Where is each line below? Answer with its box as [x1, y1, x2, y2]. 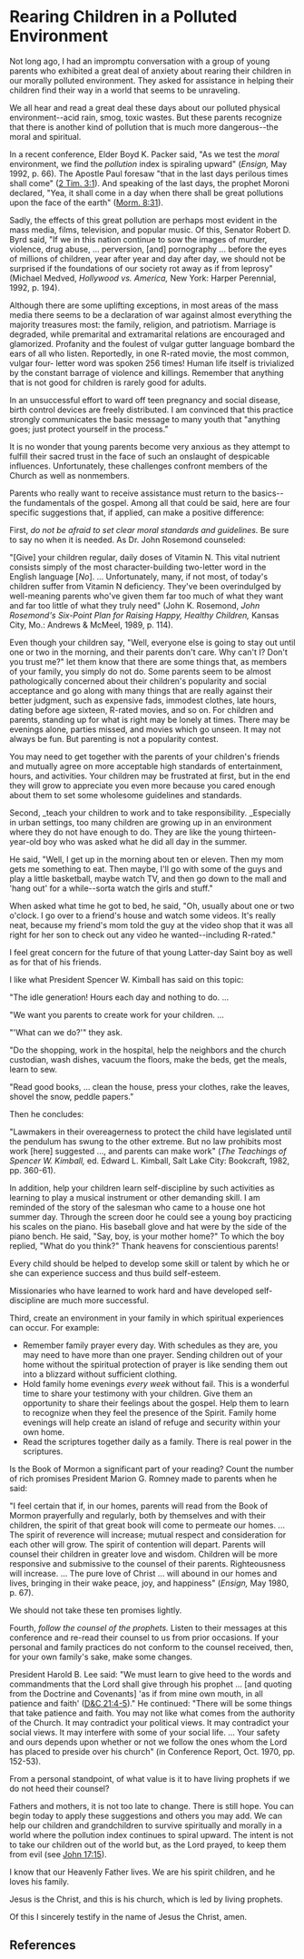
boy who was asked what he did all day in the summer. [43, 836, 248, 846]
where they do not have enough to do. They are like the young [9, 826, 242, 837]
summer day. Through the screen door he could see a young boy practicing [9, 1211, 292, 1222]
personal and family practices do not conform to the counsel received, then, [9, 1641, 294, 1652]
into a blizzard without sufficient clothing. [22, 1369, 178, 1380]
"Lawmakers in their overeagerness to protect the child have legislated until [9, 1126, 292, 1137]
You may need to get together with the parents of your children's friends [9, 751, 280, 762]
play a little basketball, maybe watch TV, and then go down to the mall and [9, 873, 288, 884]
